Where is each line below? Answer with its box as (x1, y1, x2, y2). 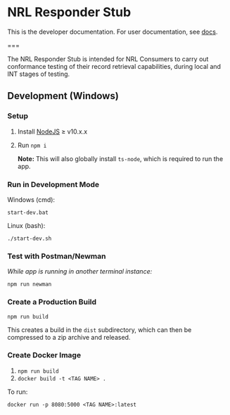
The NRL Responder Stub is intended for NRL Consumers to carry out (7, 54, 209, 63)
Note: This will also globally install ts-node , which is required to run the (17, 154, 224, 162)
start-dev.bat (7, 209, 49, 216)
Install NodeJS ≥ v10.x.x (17, 127, 88, 136)
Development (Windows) (7, 90, 120, 102)
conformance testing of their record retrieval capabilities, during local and (7, 62, 222, 70)
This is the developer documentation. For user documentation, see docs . (7, 27, 218, 36)
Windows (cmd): (7, 195, 55, 204)
